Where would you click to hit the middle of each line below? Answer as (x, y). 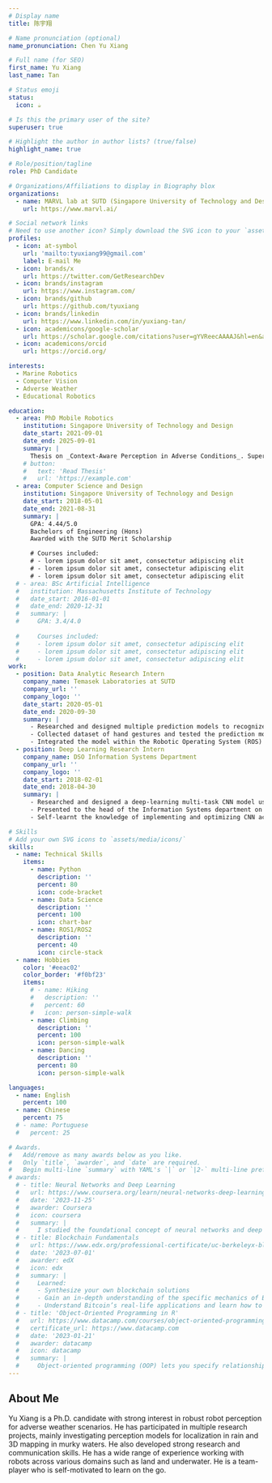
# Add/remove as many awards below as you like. (96, 1155)
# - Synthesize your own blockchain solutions (103, 1291)
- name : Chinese (43, 1110)
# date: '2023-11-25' (55, 1200)
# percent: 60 (57, 1005)
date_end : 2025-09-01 (59, 441)
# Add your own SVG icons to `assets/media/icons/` (97, 840)
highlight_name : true (45, 150)
